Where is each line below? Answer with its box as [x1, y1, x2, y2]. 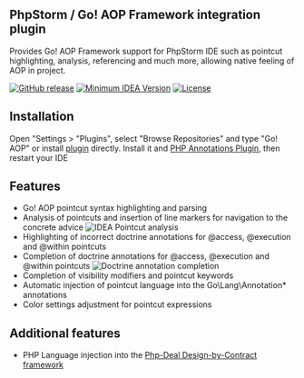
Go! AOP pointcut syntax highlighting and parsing [22, 203, 207, 214]
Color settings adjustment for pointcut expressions [22, 299, 212, 310]
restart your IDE [9, 152, 68, 163]
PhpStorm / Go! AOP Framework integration [9, 7, 261, 23]
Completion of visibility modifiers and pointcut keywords [22, 270, 234, 281]
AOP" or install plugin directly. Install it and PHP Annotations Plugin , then [9, 143, 280, 154]
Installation [9, 109, 74, 124]
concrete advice [22, 222, 84, 233]
